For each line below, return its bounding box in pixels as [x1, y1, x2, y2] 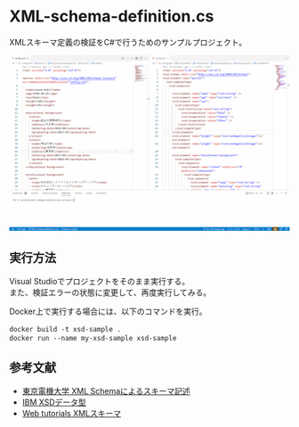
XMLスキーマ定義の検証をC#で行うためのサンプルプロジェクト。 [9, 37, 247, 47]
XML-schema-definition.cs [9, 6, 214, 27]
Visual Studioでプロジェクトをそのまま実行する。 [9, 275, 190, 286]
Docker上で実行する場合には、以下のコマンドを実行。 [9, 306, 207, 316]
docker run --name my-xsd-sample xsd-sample [9, 333, 177, 342]
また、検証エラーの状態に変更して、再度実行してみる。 [9, 287, 212, 298]
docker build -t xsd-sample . [9, 324, 122, 333]
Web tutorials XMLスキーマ [21, 407, 122, 418]
